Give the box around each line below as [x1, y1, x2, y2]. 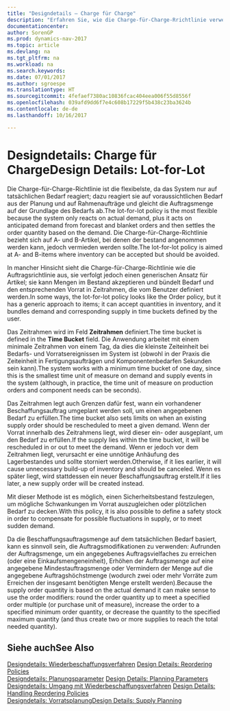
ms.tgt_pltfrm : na [7, 55, 60, 62]
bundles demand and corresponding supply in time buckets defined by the [7, 307, 218, 315]
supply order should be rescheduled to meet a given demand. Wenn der [7, 421, 210, 429]
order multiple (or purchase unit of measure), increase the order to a [7, 600, 200, 608]
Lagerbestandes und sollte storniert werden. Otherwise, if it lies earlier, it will [7, 457, 222, 466]
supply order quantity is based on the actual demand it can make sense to [7, 586, 216, 594]
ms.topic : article [7, 42, 60, 49]
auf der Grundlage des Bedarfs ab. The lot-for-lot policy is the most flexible [7, 206, 218, 214]
